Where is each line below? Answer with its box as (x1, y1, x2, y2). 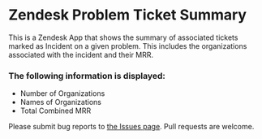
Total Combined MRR (19, 106, 92, 115)
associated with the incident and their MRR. (8, 50, 154, 59)
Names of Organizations (19, 98, 101, 107)
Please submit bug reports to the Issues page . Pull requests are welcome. (8, 122, 255, 132)
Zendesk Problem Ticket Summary (8, 6, 247, 24)
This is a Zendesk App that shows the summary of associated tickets (8, 33, 238, 42)
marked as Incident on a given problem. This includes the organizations (8, 41, 247, 50)
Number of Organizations (19, 89, 105, 98)
